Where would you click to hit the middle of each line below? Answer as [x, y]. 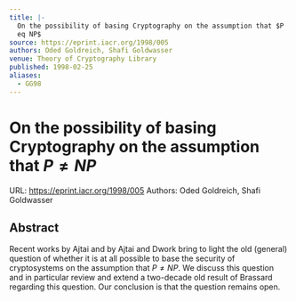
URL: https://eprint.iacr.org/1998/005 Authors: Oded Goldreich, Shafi [135, 190]
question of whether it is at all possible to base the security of [122, 258]
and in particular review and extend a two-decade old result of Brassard [141, 278]
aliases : [25, 76]
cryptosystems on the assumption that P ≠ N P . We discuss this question [141, 268]
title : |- [28, 17]
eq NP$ [29, 34]
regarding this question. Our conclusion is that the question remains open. [145, 287]
